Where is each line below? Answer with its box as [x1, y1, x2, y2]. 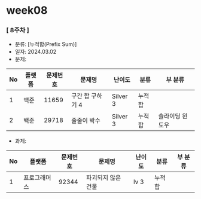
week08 [6, 4, 48, 17]
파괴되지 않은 [86, 174, 121, 182]
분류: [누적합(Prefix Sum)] [14, 41, 77, 48]
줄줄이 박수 [71, 117, 100, 125]
